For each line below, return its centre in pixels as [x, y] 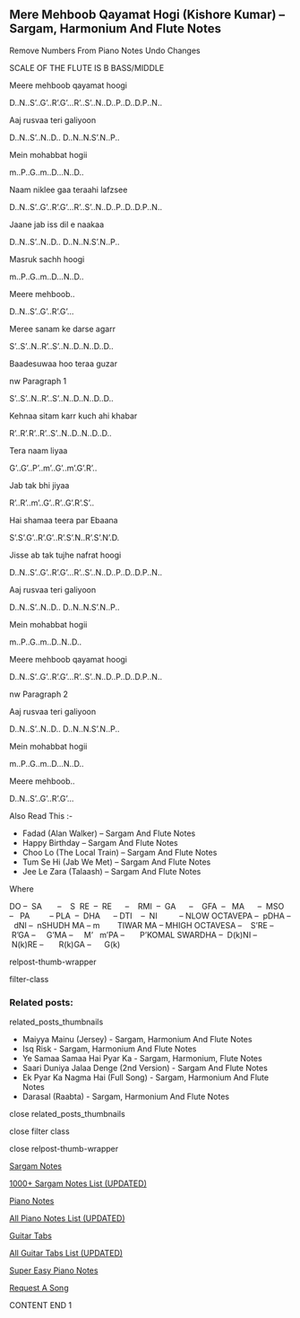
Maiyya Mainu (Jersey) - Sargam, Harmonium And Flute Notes [137, 1040]
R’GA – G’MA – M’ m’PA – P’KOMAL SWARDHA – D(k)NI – [134, 935]
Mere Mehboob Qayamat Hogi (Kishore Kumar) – [147, 15]
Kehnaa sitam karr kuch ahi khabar [73, 416]
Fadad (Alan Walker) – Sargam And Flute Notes [109, 833]
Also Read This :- [41, 815]
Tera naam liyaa [39, 450]
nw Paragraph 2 [39, 694]
